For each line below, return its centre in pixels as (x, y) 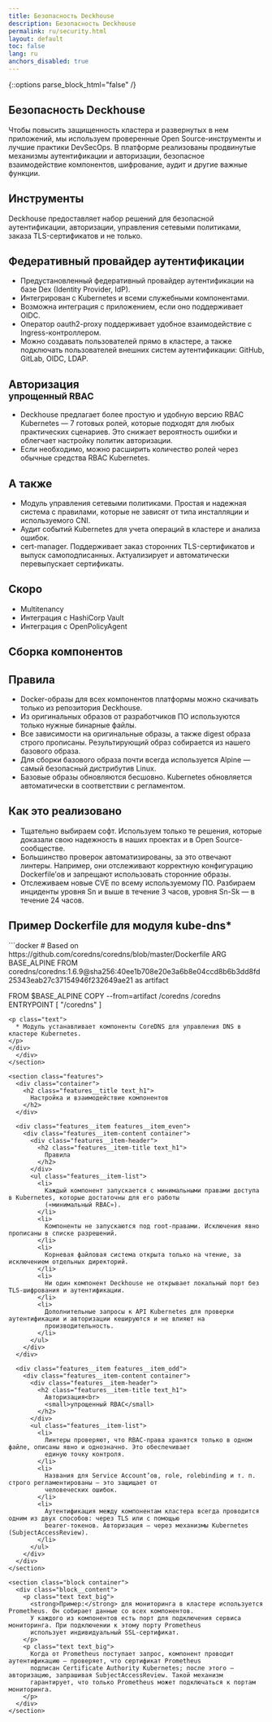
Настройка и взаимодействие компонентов (99, 1098)
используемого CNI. (55, 520)
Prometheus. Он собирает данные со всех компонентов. (101, 1611)
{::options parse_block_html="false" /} (72, 84)
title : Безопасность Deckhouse (61, 16)
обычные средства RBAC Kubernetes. (85, 458)
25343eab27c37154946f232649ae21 (71, 980)
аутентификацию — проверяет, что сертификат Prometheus (105, 1661)
